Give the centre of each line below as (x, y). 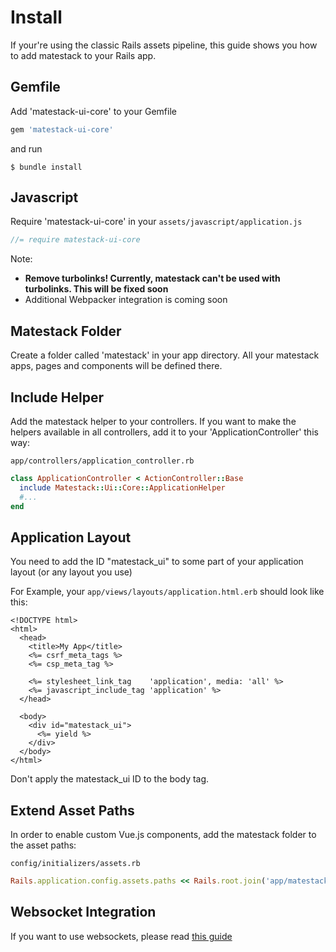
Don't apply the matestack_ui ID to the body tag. (110, 779)
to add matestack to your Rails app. (83, 55)
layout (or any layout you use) (71, 572)
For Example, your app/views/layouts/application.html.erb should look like (167, 592)
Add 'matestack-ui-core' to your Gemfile (93, 111)
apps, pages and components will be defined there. (116, 366)
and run (26, 148)
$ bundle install (46, 167)
